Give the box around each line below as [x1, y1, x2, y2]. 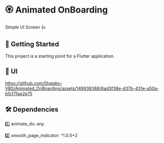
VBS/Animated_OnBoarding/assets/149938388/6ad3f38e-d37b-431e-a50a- [5, 85, 159, 91]
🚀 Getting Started [5, 40, 59, 48]
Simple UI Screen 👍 [5, 24, 46, 30]
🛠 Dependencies [5, 105, 59, 113]
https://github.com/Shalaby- [5, 80, 62, 86]
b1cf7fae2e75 [5, 90, 33, 96]
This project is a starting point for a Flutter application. [5, 53, 115, 59]
